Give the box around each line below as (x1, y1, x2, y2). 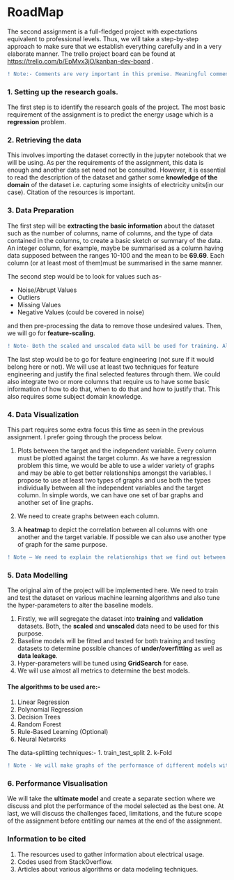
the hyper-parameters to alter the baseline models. (7, 601, 153, 610)
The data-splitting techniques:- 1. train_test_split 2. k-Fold (7, 749, 172, 757)
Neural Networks (17, 735, 66, 744)
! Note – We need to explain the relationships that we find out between (7, 553, 226, 561)
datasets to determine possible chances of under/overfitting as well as (17, 644, 223, 653)
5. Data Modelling (7, 570, 68, 580)
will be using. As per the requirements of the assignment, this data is (7, 159, 204, 167)
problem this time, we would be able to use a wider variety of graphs (17, 461, 214, 469)
